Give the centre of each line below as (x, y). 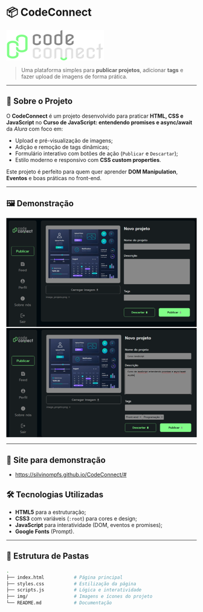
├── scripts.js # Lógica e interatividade (74, 590)
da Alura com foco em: (35, 129)
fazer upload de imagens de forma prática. (74, 76)
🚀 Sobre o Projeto (40, 101)
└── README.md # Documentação (59, 603)
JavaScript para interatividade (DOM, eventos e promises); (89, 525)
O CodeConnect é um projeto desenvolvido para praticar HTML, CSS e (95, 116)
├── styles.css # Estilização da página (71, 583)
